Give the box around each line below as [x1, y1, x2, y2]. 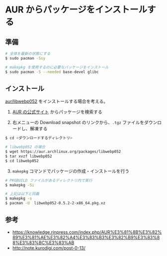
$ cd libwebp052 [5, 158, 39, 163]
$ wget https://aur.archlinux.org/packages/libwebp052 [5, 149, 121, 154]
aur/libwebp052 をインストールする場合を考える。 [5, 98, 108, 104]
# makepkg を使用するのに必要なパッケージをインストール [5, 64, 109, 69]
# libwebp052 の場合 [5, 144, 46, 150]
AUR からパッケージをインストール [5, 4, 148, 15]
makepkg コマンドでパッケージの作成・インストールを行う [12, 168, 130, 174]
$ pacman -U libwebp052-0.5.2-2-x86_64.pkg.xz [5, 201, 106, 206]
